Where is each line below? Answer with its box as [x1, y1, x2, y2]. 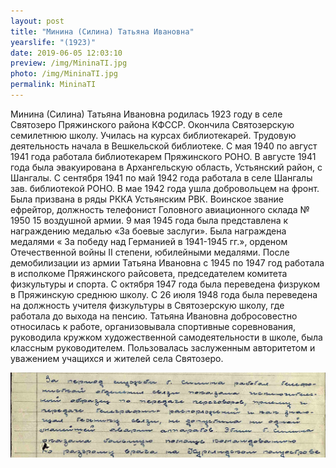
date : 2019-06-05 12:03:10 [10, 48, 123, 58]
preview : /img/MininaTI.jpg [10, 58, 128, 69]
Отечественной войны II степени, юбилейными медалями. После [10, 246, 290, 258]
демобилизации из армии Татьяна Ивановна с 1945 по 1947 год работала [10, 256, 325, 269]
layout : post [10, 16, 65, 26]
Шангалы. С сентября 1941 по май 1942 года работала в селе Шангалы [10, 171, 313, 184]
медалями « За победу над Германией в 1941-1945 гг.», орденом [10, 235, 288, 247]
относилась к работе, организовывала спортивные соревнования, [10, 320, 297, 332]
